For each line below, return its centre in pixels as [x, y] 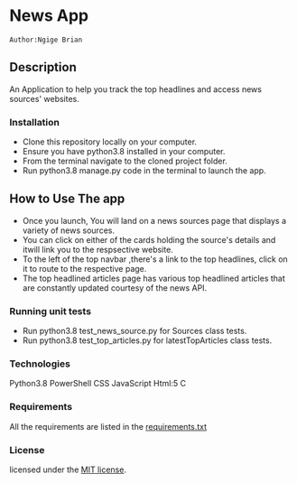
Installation [35, 122]
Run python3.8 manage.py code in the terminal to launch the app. [144, 171]
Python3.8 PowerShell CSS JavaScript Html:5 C [98, 384]
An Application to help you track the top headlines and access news [135, 89]
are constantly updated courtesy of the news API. [115, 288]
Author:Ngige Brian [46, 40]
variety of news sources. [69, 230]
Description [43, 67]
